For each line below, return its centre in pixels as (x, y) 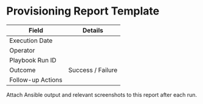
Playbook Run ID (33, 60)
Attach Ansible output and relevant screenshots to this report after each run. (102, 94)
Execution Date (31, 41)
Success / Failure (93, 70)
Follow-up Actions (36, 80)
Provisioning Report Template (83, 11)
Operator (22, 50)
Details (93, 30)
